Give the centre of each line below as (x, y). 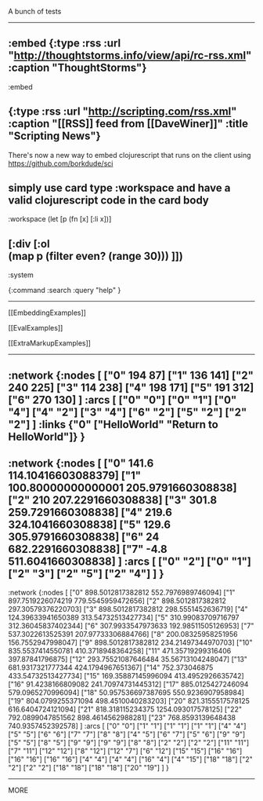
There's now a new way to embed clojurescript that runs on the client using (130, 155)
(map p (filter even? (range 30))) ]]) (96, 256)
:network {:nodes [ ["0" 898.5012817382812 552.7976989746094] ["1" (122, 593)
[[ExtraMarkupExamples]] (50, 343)
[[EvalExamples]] (36, 328)
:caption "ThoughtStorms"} (77, 68)
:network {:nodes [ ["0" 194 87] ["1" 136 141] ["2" (131, 375)
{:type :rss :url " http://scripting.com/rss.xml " (122, 112)
